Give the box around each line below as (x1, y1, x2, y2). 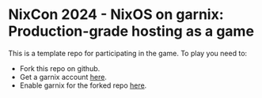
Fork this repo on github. (19, 63, 101, 73)
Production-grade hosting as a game (8, 22, 255, 40)
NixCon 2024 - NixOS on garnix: (8, 6, 224, 24)
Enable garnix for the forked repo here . (19, 81, 147, 90)
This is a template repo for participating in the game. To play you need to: (8, 48, 248, 58)
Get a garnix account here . (19, 72, 107, 81)
